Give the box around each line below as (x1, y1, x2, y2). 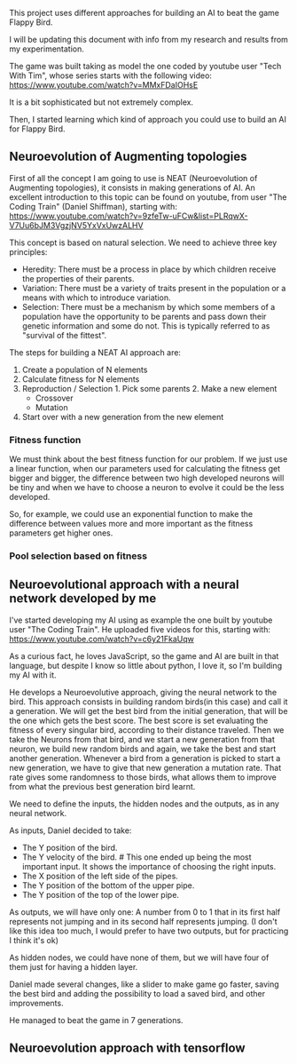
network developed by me (9, 591, 157, 607)
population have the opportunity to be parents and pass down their (21, 311, 267, 322)
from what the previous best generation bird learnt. (9, 781, 196, 791)
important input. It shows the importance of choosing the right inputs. (21, 861, 277, 871)
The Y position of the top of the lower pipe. (21, 889, 180, 900)
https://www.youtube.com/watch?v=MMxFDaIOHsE (9, 80, 199, 90)
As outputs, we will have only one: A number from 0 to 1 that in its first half (9, 906, 281, 917)
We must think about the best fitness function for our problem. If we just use (9, 454, 288, 465)
